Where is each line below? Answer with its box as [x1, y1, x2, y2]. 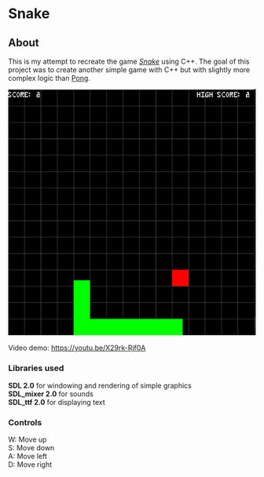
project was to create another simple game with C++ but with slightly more [8, 65, 250, 75]
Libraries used [8, 362, 64, 373]
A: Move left [8, 451, 47, 461]
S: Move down [8, 442, 55, 452]
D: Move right [8, 460, 53, 469]
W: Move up [8, 435, 47, 444]
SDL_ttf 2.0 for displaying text [8, 397, 106, 406]
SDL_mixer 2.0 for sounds [8, 389, 94, 399]
